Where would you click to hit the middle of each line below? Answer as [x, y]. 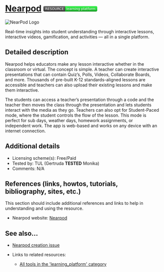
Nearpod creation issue [36, 245]
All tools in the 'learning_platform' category [63, 264]
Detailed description [37, 52]
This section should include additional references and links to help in [74, 203]
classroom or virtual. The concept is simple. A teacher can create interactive [82, 69]
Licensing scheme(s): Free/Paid [44, 158]
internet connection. [25, 131]
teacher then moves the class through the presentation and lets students [78, 105]
